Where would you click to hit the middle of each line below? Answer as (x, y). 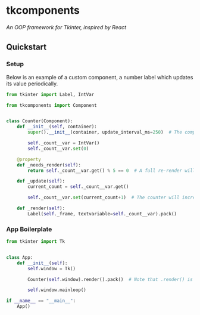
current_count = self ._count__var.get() (78, 187)
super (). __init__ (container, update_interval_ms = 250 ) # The (105, 132)
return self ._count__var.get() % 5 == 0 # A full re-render (105, 171)
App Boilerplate (29, 229)
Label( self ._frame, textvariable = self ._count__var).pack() (102, 214)
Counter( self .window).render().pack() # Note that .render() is (110, 279)
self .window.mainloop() (57, 290)
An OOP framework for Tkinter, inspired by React (66, 27)
